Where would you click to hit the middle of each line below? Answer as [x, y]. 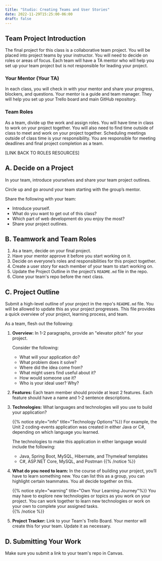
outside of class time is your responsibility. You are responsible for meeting [80, 138]
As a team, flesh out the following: [39, 324]
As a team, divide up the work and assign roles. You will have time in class [79, 122]
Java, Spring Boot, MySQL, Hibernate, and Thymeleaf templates [83, 456]
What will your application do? [50, 357]
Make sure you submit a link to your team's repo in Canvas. [64, 553]
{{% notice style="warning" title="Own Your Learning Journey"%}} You [84, 491]
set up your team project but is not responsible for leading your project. [77, 66]
